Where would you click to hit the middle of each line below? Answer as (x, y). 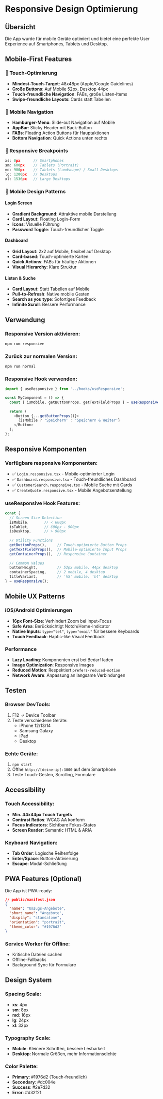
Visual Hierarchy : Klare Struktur (44, 267)
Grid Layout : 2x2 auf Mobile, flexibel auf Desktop (61, 251)
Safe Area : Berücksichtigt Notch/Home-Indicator (61, 626)
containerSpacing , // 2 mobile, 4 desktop (57, 572)
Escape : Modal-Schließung (39, 863)
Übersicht (20, 27)
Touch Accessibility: (30, 804)
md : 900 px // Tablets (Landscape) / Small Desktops (62, 170)
